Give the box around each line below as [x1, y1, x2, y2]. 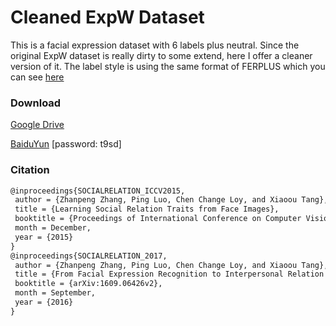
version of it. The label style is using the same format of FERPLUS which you [10, 60, 326, 72]
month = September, [14, 288, 97, 298]
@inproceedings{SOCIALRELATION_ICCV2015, [10, 186, 186, 196]
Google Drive [10, 119, 65, 131]
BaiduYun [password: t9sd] [10, 138, 122, 150]
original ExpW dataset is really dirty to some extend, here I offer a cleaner [10, 49, 313, 61]
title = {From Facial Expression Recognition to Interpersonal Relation [14, 269, 325, 280]
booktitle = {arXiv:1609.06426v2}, [14, 279, 163, 289]
